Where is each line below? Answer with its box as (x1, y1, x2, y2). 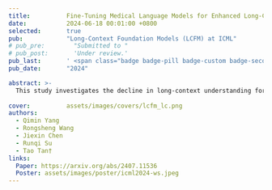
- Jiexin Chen (15, 132, 63, 140)
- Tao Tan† (15, 146, 53, 154)
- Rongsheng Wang (15, 125, 74, 133)
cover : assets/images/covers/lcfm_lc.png (8, 102, 183, 110)
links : (8, 154, 31, 163)
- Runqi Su (15, 139, 53, 147)
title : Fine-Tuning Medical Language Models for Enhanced (8, 11, 241, 20)
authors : (8, 109, 38, 117)
